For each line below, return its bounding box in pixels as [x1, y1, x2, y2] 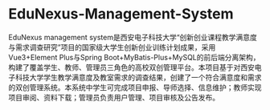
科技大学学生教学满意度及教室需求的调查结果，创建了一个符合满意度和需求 [14, 72, 262, 82]
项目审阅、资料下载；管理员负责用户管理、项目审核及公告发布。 [8, 92, 219, 102]
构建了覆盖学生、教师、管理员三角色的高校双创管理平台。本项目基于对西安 [8, 62, 255, 72]
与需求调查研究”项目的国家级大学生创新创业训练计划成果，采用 [8, 42, 216, 52]
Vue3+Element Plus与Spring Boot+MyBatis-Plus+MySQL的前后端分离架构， [8, 52, 260, 62]
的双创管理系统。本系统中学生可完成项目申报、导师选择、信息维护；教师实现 [8, 82, 262, 92]
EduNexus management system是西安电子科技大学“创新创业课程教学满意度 [8, 32, 257, 42]
